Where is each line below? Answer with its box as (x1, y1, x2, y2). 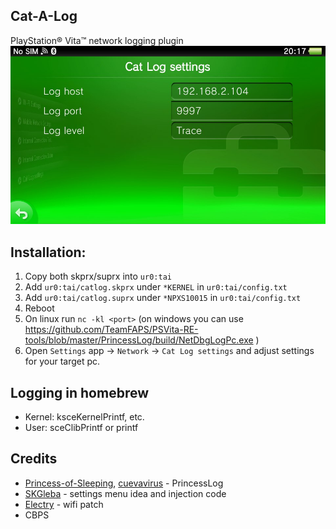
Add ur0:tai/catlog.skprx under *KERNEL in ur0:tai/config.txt (24, 281, 288, 293)
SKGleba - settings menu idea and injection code (24, 487, 227, 499)
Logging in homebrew (10, 384, 150, 401)
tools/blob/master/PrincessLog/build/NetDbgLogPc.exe (24, 334, 254, 346)
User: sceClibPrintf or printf (24, 422, 139, 434)
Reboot (24, 302, 55, 314)
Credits (10, 450, 58, 468)
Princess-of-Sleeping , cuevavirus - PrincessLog (24, 477, 224, 489)
